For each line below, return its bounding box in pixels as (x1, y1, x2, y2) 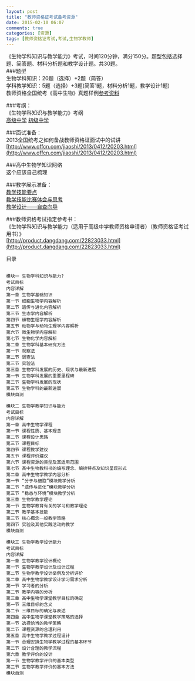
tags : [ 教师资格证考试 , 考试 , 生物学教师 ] (6, 36, 94, 42)
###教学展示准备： (6, 181, 52, 188)
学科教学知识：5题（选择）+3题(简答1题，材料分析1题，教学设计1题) (6, 82, 170, 89)
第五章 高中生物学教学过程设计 (6, 633, 70, 639)
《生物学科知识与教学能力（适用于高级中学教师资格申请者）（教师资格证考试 (6, 223, 189, 230)
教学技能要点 (6, 188, 37, 195)
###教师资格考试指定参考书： (6, 215, 78, 222)
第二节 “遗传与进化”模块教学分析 (6, 484, 75, 490)
